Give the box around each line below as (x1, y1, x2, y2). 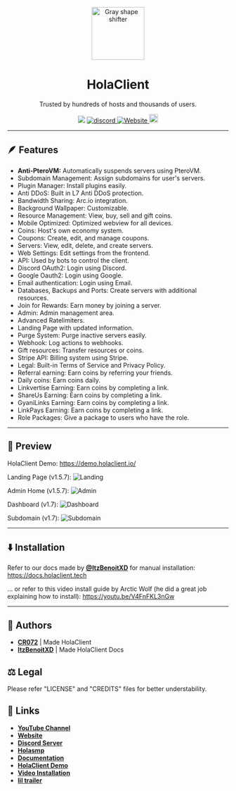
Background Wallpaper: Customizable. (17, 204, 129, 212)
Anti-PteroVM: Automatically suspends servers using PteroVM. (17, 166, 202, 175)
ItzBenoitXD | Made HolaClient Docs (17, 645, 124, 654)
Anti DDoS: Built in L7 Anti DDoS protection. (17, 189, 144, 197)
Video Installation (17, 768, 70, 777)
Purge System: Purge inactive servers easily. (17, 331, 147, 340)
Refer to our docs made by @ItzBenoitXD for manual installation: (7, 563, 195, 572)
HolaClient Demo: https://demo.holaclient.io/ (7, 459, 136, 468)
